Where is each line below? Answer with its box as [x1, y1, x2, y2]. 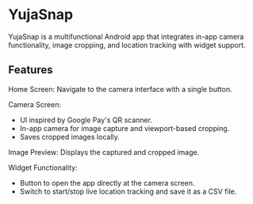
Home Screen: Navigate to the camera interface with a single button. [8, 84, 232, 94]
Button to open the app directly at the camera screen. [19, 178, 195, 187]
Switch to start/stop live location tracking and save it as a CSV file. [19, 187, 237, 196]
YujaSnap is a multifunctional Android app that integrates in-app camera [8, 32, 244, 41]
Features [8, 64, 53, 77]
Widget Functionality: [8, 163, 78, 172]
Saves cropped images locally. [19, 132, 121, 141]
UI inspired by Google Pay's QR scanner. [19, 115, 153, 125]
